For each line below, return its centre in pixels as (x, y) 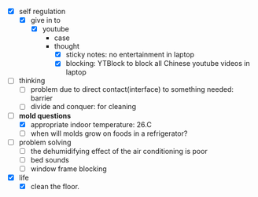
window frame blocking (68, 169)
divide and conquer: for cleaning (83, 107)
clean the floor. (55, 186)
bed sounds (50, 159)
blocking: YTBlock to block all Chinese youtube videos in (158, 64)
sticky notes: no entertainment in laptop (130, 55)
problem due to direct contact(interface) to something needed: (132, 89)
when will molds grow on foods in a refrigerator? (109, 133)
